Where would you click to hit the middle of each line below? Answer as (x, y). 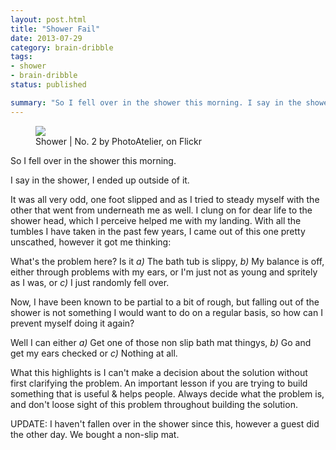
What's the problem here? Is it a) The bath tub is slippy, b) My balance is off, (167, 261)
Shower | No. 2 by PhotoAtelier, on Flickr (118, 141)
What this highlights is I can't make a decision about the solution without (159, 372)
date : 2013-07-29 (46, 38)
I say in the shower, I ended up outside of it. (100, 180)
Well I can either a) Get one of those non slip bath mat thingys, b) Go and (161, 342)
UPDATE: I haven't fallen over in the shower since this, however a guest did (165, 423)
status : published (48, 85)
